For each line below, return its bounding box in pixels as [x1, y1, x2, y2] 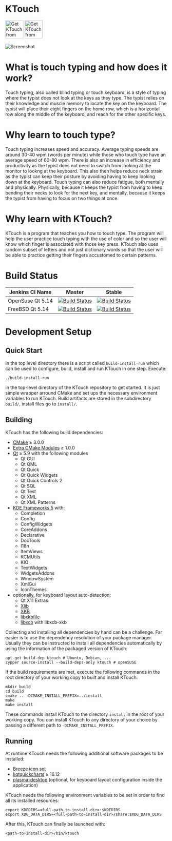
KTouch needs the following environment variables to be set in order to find [5, 792, 165, 798]
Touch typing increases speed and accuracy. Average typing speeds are [5, 146, 159, 152]
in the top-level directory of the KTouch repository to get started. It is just [5, 384, 160, 390]
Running [5, 737, 33, 746]
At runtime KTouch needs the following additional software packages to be [5, 750, 163, 757]
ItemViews [20, 548, 43, 554]
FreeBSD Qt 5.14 [8, 305, 49, 312]
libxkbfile [20, 614, 40, 620]
